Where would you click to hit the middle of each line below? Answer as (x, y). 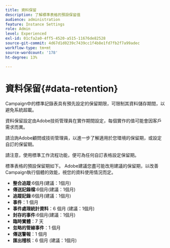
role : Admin (18, 29)
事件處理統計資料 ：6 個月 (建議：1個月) (54, 209)
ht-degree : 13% (21, 57)
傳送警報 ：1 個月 (30, 234)
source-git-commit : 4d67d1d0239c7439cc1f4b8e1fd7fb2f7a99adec (73, 43)
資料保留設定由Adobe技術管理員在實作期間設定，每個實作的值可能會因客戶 (83, 121)
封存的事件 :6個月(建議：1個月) (44, 215)
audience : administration (33, 19)
